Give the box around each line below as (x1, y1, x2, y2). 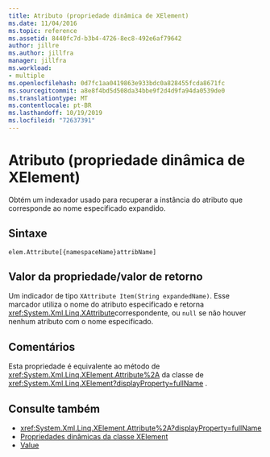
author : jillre (8, 42, 60, 50)
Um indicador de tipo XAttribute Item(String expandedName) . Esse (8, 291, 231, 301)
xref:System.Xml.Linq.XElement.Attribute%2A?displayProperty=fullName (19, 423, 262, 433)
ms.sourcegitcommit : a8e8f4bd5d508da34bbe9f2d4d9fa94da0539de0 (8, 86, 226, 95)
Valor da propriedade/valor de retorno (8, 270, 203, 284)
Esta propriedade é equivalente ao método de (8, 361, 160, 371)
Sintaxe (8, 227, 48, 241)
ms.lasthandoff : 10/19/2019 (8, 109, 103, 117)
